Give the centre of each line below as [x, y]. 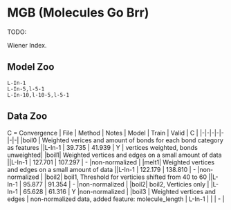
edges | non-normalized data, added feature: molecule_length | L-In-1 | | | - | [116, 199]
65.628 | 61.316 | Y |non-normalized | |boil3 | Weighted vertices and [119, 191]
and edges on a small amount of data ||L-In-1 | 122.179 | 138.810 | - [102, 169]
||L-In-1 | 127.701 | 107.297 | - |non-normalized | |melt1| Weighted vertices [111, 162]
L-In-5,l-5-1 [26, 89]
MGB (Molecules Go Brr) [78, 13]
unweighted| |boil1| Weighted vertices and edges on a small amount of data [115, 155]
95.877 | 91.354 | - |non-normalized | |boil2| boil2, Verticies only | [116, 184]
